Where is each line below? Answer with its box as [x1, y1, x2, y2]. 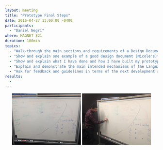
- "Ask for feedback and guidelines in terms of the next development [9, 69, 155, 74]
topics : [5, 44, 21, 48]
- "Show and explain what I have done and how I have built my [9, 59, 140, 64]
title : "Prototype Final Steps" [5, 13, 70, 18]
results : [5, 74, 23, 79]
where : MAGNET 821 [5, 33, 42, 38]
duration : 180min [5, 39, 40, 44]
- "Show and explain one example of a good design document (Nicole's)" [9, 54, 160, 59]
